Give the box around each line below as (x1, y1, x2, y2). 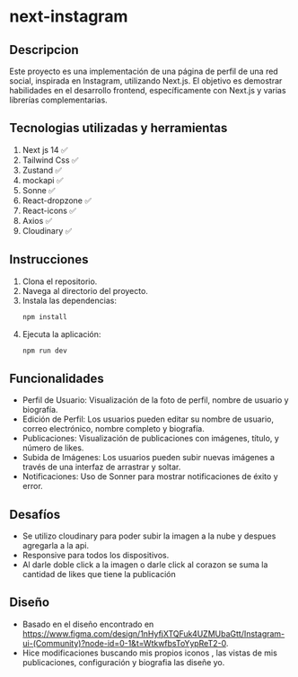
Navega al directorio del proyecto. (22, 285, 148, 296)
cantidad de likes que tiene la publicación (22, 569, 177, 579)
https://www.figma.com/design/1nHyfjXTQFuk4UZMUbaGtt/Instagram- (22, 628, 285, 639)
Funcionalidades (9, 370, 105, 386)
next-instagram (9, 6, 128, 27)
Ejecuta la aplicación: (22, 328, 101, 339)
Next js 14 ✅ (22, 144, 68, 155)
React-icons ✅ (22, 205, 76, 216)
